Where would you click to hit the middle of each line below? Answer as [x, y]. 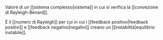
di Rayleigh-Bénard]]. [27, 12]
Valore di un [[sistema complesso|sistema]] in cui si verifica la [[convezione [82, 7]
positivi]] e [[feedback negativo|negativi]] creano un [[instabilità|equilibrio [80, 27]
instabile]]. [16, 32]
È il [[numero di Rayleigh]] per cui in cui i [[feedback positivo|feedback [77, 22]
